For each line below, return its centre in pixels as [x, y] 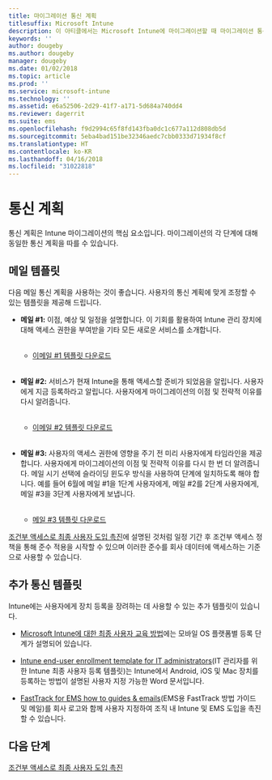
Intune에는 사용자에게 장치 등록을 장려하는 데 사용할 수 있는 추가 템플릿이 [123, 606]
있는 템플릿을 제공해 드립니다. [55, 302]
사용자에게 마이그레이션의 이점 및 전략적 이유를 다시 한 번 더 [138, 463]
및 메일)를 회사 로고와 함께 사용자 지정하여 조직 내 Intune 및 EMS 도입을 [133, 708]
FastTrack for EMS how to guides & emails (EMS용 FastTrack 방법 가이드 [138, 698]
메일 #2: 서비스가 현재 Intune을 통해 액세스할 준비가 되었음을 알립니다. [131, 381]
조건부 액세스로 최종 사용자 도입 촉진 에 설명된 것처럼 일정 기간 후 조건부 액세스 [132, 536]
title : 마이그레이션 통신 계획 [53, 16]
